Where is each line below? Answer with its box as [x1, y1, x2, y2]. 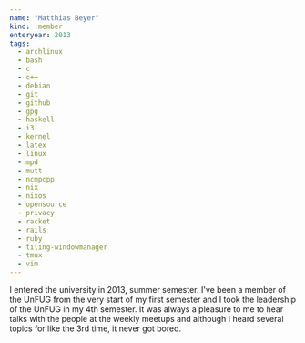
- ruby [17, 234, 43, 243]
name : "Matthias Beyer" [9, 13, 100, 23]
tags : [9, 38, 30, 48]
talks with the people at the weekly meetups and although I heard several [9, 314, 284, 324]
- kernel [17, 132, 51, 141]
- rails [17, 225, 47, 234]
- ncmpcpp [17, 174, 55, 183]
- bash [17, 56, 43, 65]
